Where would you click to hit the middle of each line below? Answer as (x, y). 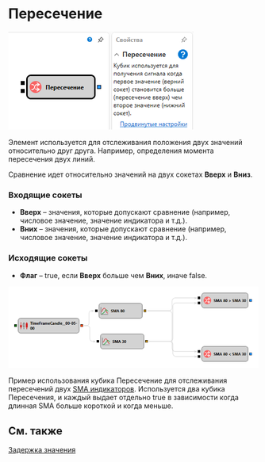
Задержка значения (42, 449)
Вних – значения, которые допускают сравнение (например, (123, 229)
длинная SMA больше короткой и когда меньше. (91, 406)
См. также (36, 431)
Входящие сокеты (45, 195)
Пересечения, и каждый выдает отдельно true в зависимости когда (124, 398)
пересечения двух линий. (52, 158)
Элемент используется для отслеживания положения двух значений (125, 142)
